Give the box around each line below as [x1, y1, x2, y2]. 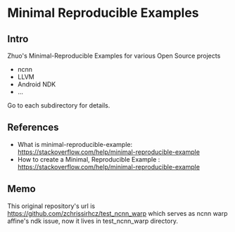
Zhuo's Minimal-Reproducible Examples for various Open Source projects [7, 51, 221, 60]
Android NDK [17, 80, 56, 89]
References [7, 122, 59, 134]
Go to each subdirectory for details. [7, 101, 110, 110]
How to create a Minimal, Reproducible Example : [17, 155, 160, 163]
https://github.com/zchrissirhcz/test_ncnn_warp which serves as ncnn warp [7, 209, 228, 217]
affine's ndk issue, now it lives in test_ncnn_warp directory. [7, 217, 178, 225]
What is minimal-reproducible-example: [17, 140, 133, 148]
